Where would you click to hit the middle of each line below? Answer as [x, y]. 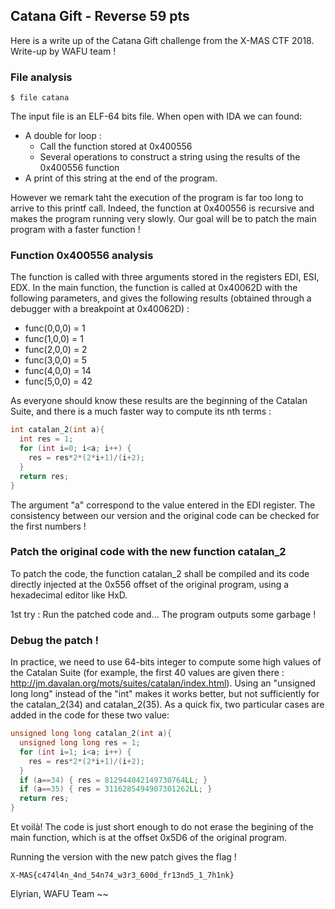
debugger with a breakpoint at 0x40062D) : [100, 309]
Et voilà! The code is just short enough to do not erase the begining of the [162, 827]
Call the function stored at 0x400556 [116, 146]
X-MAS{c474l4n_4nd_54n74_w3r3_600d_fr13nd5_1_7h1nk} [122, 875]
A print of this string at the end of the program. [121, 178]
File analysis [41, 77]
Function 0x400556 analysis [82, 256]
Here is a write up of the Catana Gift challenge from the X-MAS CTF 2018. [162, 40]
